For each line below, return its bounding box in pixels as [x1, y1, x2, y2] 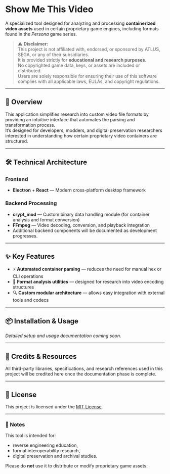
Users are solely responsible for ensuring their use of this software [17, 73, 157, 79]
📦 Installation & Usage [5, 317, 78, 325]
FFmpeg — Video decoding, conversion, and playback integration [12, 222, 150, 228]
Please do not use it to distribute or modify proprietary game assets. [5, 463, 148, 469]
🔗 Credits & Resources [5, 352, 77, 361]
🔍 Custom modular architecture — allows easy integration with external [12, 290, 165, 296]
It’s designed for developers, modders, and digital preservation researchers [5, 127, 163, 133]
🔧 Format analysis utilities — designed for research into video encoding [12, 278, 164, 285]
